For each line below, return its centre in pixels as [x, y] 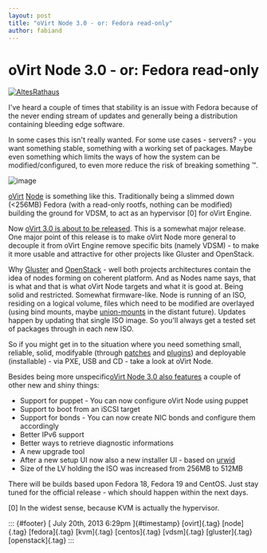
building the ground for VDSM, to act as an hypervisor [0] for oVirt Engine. [130, 213]
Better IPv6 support [52, 435]
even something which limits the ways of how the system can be [114, 157]
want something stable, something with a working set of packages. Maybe [130, 148]
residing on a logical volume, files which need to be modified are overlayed [132, 303]
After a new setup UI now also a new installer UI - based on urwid [128, 460]
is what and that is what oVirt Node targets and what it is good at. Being [126, 286]
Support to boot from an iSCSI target [80, 409]
